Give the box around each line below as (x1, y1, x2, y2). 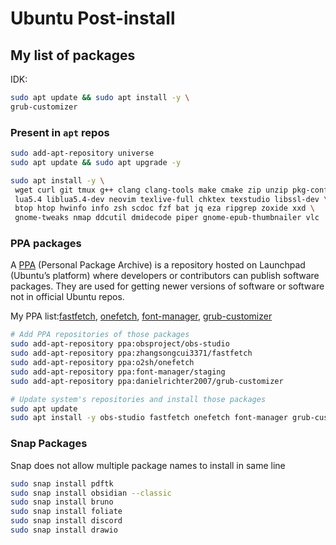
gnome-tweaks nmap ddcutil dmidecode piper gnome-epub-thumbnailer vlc (14, 213, 320, 223)
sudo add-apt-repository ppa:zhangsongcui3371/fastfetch (10, 348, 253, 359)
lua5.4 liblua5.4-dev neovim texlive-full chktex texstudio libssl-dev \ (14, 194, 329, 204)
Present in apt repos (10, 125, 110, 139)
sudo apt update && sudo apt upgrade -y (10, 157, 182, 167)
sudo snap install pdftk (10, 478, 114, 489)
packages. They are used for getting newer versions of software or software (10, 280, 325, 292)
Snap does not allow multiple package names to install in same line (10, 459, 286, 471)
